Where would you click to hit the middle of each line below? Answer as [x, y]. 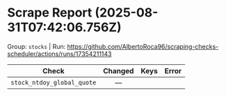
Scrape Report [50, 13]
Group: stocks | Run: [37, 46]
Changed [119, 70]
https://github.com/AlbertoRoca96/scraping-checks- [143, 46]
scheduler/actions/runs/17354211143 [59, 54]
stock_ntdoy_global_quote [54, 82]
